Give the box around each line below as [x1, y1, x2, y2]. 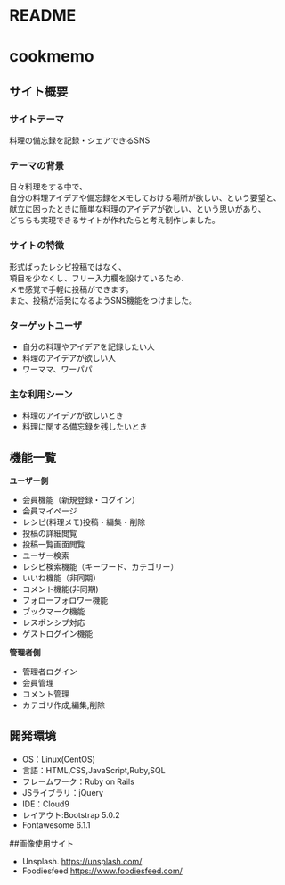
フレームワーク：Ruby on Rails [21, 776, 135, 787]
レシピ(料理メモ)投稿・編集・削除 [21, 517, 146, 528]
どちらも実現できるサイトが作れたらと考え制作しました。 [9, 215, 220, 226]
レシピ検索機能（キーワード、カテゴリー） [21, 562, 179, 572]
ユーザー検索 [21, 550, 69, 561]
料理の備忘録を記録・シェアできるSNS [9, 135, 151, 146]
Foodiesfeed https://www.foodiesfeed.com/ [21, 865, 183, 876]
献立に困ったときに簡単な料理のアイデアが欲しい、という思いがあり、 [9, 204, 266, 214]
